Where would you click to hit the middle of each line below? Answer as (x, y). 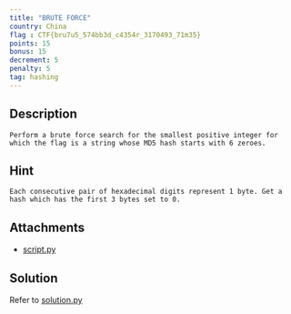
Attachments (47, 227)
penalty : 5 (30, 69)
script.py (39, 249)
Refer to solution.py (46, 300)
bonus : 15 (28, 52)
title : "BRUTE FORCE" (50, 18)
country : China (38, 26)
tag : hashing (34, 77)
